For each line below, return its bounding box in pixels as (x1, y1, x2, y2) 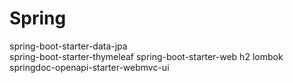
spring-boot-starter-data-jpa (9, 40, 128, 52)
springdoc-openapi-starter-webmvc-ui (9, 61, 170, 73)
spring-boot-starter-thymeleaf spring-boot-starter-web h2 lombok (9, 50, 284, 62)
